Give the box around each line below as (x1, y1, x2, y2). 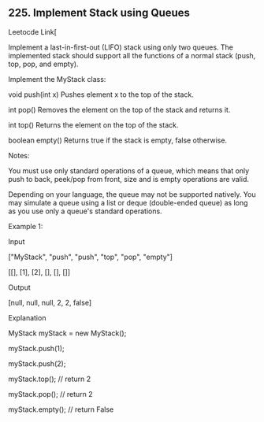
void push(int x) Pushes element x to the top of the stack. (8, 90, 195, 99)
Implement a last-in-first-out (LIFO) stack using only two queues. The (8, 43, 234, 52)
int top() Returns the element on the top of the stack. (8, 120, 179, 129)
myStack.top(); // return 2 (8, 374, 91, 383)
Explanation (8, 313, 46, 322)
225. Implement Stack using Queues (8, 6, 191, 20)
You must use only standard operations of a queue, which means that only (8, 165, 250, 176)
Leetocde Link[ (8, 27, 58, 36)
